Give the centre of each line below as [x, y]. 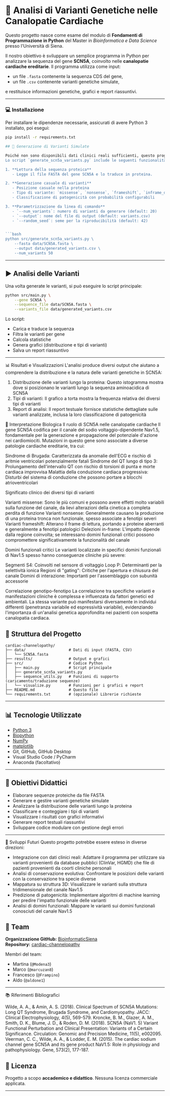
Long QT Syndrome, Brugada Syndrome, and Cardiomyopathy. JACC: [78, 1012]
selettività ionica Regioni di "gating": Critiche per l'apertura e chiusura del [82, 571]
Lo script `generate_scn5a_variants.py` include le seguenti [71, 160]
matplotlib [23, 746]
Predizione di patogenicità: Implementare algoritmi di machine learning [86, 895]
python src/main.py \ [28, 295]
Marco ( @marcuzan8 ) [33, 969]
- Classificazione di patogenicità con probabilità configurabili [83, 198]
